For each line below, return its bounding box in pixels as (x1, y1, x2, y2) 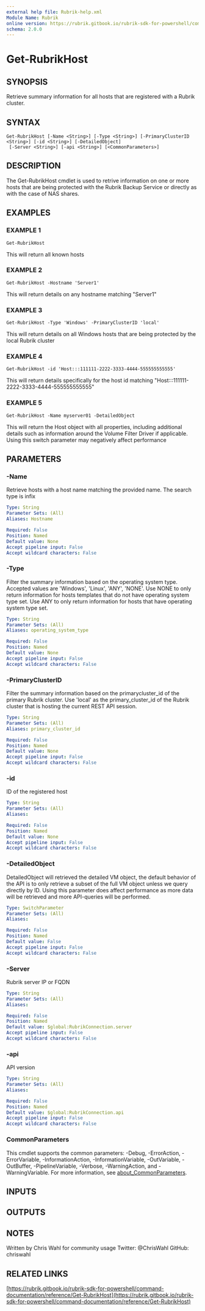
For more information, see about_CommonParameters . (51, 1168, 187, 1176)
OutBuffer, (6, 1162, 32, 1170)
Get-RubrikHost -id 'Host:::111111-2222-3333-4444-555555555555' (6, 366, 176, 372)
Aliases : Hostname (6, 516, 53, 522)
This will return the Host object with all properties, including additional (6, 423, 182, 430)
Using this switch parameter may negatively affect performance (6, 436, 167, 444)
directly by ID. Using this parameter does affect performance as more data (6, 886, 193, 894)
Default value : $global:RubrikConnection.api (6, 1109, 124, 1116)
